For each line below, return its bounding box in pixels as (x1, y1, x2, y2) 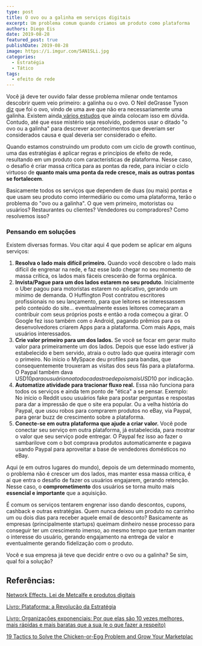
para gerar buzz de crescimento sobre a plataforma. (14, 413, 145, 421)
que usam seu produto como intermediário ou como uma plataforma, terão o (6, 193, 197, 201)
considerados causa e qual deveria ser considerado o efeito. (6, 131, 157, 139)
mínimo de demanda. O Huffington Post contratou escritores (14, 291, 165, 299)
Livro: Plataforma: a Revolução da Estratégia (6, 603, 116, 610)
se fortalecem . (6, 175, 44, 182)
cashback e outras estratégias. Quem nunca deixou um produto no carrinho (6, 508, 195, 515)
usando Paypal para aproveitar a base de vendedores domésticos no (14, 445, 186, 453)
